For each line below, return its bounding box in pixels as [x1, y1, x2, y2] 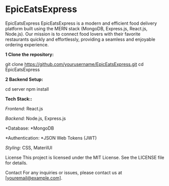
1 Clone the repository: [5, 51, 54, 57]
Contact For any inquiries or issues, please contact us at [5, 169, 123, 175]
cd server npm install [5, 86, 49, 92]
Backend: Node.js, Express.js [5, 115, 66, 121]
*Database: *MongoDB [5, 125, 54, 131]
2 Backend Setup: [5, 76, 43, 82]
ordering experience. [5, 41, 49, 47]
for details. [5, 160, 28, 166]
